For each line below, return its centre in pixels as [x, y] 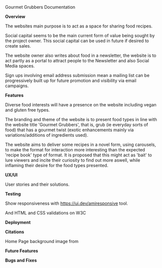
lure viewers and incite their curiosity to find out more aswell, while [73, 160]
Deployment [18, 222]
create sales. [18, 46]
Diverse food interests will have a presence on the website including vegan [81, 105]
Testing [13, 194]
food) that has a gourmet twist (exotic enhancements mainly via [69, 130]
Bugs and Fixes [21, 260]
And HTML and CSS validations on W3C [46, 213]
